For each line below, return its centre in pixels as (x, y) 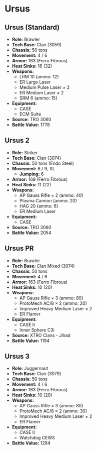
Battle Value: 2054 (31, 233)
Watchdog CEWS (37, 438)
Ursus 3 (17, 356)
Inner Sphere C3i (37, 330)
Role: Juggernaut (30, 368)
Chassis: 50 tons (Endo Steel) (43, 163)
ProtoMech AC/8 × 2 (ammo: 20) (53, 303)
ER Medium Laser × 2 (41, 93)
